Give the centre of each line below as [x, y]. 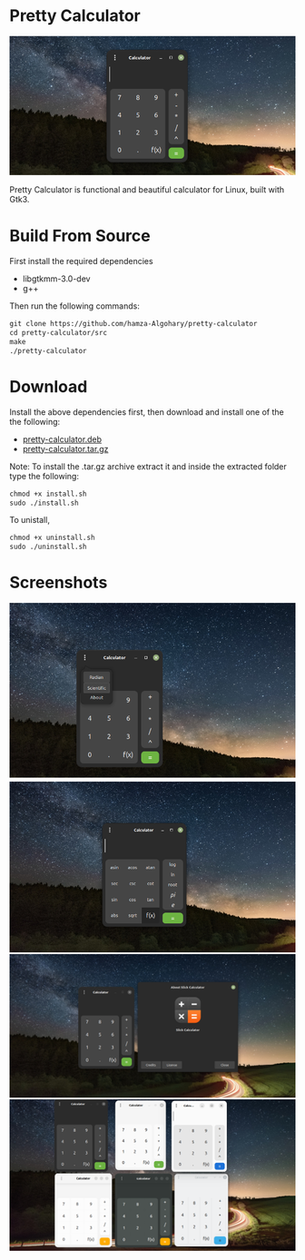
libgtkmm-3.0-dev [56, 279]
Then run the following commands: [75, 306]
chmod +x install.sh [49, 494]
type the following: [44, 476]
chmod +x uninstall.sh [52, 537]
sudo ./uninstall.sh [49, 546]
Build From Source [80, 236]
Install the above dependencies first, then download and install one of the [147, 412]
